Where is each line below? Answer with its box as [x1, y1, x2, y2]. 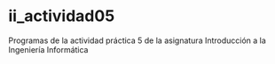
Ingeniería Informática [8, 44, 89, 54]
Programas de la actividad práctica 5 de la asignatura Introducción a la [8, 35, 267, 46]
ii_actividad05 [8, 6, 115, 26]
